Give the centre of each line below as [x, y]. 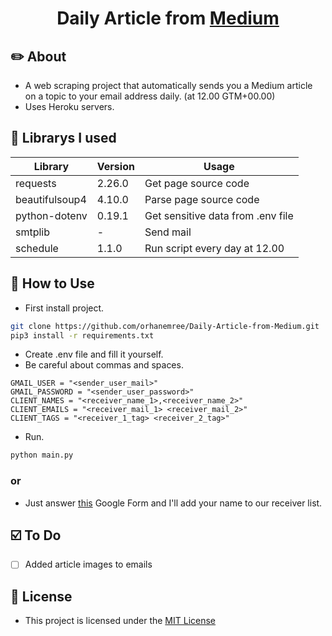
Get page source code [197, 183]
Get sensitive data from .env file [219, 215]
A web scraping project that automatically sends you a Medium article [168, 85]
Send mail [168, 232]
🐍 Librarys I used [63, 138]
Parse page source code [202, 199]
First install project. [64, 308]
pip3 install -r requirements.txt [82, 335]
